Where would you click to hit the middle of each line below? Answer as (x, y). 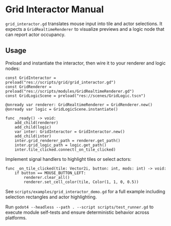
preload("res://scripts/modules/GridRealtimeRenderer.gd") (70, 91)
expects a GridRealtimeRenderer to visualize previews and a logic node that (85, 29)
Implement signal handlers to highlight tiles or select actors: (69, 159)
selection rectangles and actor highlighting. (51, 197)
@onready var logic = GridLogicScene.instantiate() (62, 109)
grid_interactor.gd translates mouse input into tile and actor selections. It (84, 24)
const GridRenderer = (28, 87)
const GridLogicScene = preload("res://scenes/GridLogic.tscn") (75, 96)
